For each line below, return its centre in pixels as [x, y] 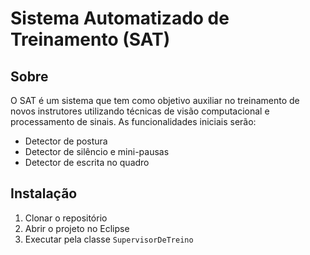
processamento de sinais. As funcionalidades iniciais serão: [133, 121]
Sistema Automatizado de [120, 18]
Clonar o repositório [66, 218]
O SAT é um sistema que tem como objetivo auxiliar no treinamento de [155, 100]
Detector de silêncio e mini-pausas [97, 151]
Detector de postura [66, 141]
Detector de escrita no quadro [87, 162]
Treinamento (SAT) [90, 39]
